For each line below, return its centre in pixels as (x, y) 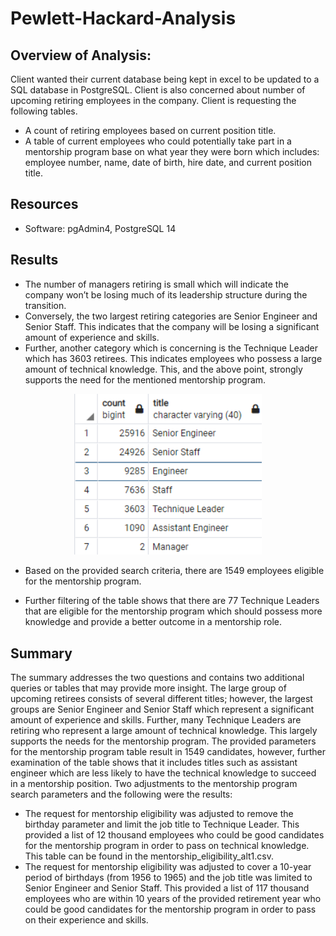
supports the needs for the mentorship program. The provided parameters (163, 741)
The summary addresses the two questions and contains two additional (157, 677)
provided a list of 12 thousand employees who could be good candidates (174, 834)
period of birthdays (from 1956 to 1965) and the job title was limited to (168, 877)
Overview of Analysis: (81, 55)
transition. (45, 305)
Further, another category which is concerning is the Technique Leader (171, 348)
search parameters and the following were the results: (121, 794)
